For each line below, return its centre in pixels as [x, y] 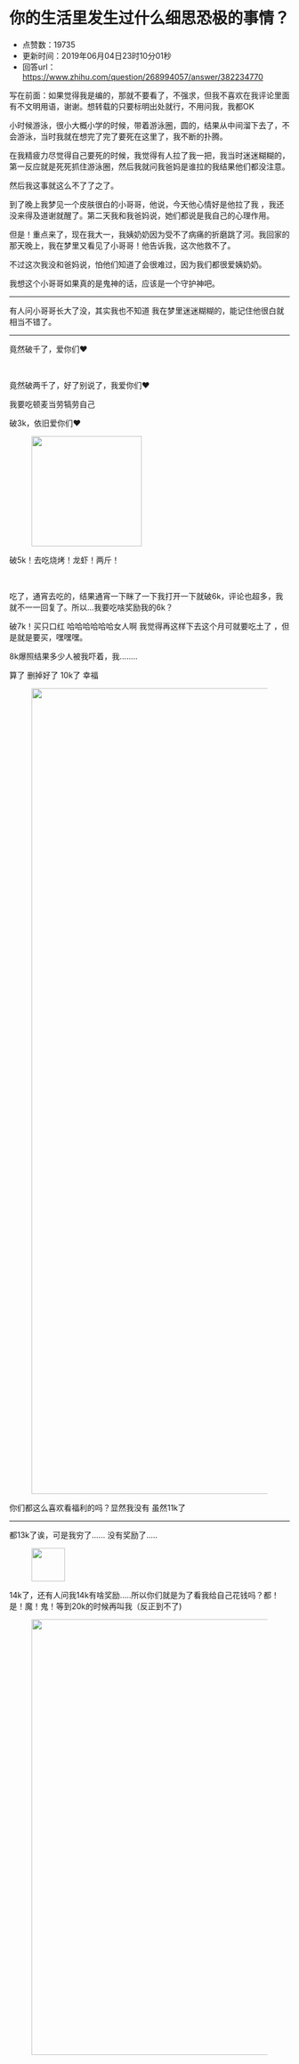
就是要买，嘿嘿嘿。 [52, 637]
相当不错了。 [32, 321]
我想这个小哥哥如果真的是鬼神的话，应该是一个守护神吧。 [114, 283]
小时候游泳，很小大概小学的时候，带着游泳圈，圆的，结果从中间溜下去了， [145, 125]
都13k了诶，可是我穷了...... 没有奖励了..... [84, 1535]
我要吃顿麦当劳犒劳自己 [52, 404]
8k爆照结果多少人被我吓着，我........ [73, 656]
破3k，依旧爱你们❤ [45, 423]
